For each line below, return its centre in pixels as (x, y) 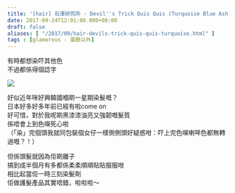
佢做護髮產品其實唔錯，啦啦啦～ (53, 182)
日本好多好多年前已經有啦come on (57, 107)
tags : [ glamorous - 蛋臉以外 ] (51, 40)
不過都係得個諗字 (32, 69)
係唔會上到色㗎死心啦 (38, 124)
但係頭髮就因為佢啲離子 (41, 157)
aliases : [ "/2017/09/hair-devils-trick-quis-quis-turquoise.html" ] (111, 33)
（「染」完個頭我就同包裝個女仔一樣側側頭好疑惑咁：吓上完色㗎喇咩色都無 (113, 133)
